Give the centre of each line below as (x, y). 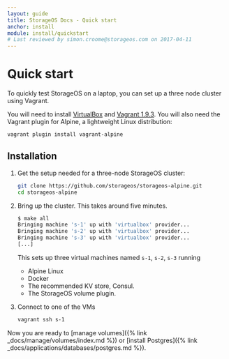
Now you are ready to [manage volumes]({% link (77, 333)
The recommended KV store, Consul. (81, 286)
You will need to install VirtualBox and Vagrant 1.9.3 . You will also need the (114, 114)
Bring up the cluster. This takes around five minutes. (92, 206)
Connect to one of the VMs (56, 307)
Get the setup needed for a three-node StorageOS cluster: (101, 173)
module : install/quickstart (48, 33)
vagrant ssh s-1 (41, 319)
